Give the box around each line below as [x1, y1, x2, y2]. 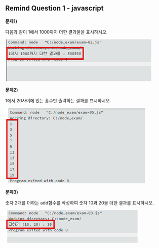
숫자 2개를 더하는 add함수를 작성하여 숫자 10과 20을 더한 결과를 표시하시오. [5, 199, 154, 205]
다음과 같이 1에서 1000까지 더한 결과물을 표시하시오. [5, 29, 108, 35]
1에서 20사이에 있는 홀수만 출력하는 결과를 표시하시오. [5, 97, 111, 103]
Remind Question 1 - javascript [5, 4, 104, 13]
